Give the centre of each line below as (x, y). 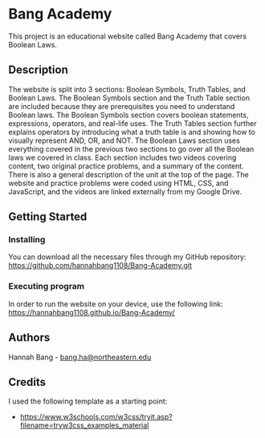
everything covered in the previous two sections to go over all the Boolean (131, 148)
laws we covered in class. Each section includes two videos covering (122, 157)
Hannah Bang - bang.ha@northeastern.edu (80, 357)
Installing (27, 240)
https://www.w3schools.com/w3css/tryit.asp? (96, 417)
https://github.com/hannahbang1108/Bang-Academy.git (100, 266)
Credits (27, 382)
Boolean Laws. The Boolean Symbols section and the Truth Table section (129, 98)
